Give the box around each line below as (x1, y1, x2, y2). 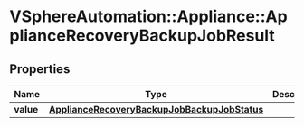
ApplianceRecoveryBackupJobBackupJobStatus (48, 104, 264, 115)
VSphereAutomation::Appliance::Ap (9, 6, 288, 27)
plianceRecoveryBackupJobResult (9, 25, 276, 46)
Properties (9, 61, 71, 77)
